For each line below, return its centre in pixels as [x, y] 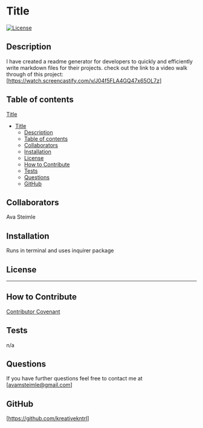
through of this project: [35, 74]
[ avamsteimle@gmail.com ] [39, 385]
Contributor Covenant [33, 311]
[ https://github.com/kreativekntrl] [48, 418]
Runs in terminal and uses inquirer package [60, 251]
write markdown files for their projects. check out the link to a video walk [97, 68]
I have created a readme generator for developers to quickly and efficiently [100, 61]
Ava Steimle [21, 217]
